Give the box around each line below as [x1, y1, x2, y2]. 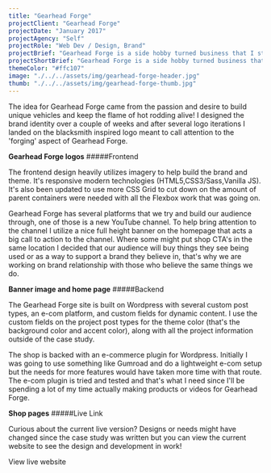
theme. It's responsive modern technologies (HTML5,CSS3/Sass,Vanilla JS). [8, 175, 261, 186]
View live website [8, 457, 67, 467]
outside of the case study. [8, 334, 95, 344]
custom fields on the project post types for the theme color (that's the [8, 316, 240, 327]
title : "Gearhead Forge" [8, 11, 92, 20]
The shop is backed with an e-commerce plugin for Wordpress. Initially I [8, 350, 248, 359]
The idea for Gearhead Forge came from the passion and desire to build [8, 102, 248, 111]
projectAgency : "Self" [8, 34, 85, 43]
